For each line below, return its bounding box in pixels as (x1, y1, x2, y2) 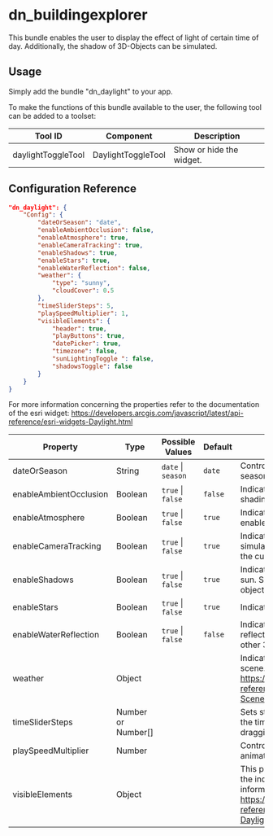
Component (105, 130, 153, 142)
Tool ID (35, 130, 63, 142)
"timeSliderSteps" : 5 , (37, 301, 115, 310)
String (116, 466, 140, 477)
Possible (161, 436, 196, 448)
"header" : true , (51, 324, 107, 333)
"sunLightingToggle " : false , (51, 355, 154, 363)
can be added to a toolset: (8, 111, 96, 120)
